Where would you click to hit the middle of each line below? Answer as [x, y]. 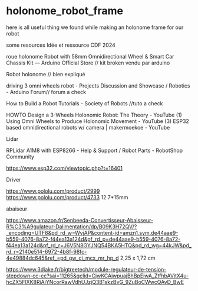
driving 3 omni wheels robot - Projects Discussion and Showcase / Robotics [98, 85]
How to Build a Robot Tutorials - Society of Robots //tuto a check [85, 103]
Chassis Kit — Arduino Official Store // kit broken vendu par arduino [88, 63]
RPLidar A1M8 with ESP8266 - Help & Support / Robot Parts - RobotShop [95, 150]
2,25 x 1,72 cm [138, 258]
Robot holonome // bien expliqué [46, 74]
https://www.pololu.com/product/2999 [53, 191]
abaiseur [17, 209]
